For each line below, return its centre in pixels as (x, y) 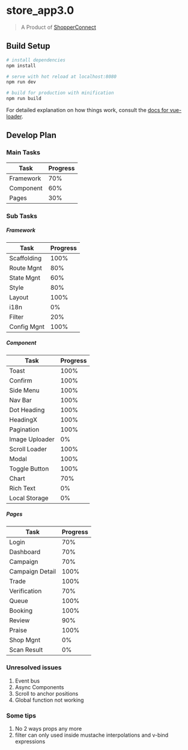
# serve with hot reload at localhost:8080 (62, 77)
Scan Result (26, 649)
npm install (21, 66)
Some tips (21, 716)
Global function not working (49, 700)
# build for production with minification (60, 93)
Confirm (21, 380)
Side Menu (25, 390)
